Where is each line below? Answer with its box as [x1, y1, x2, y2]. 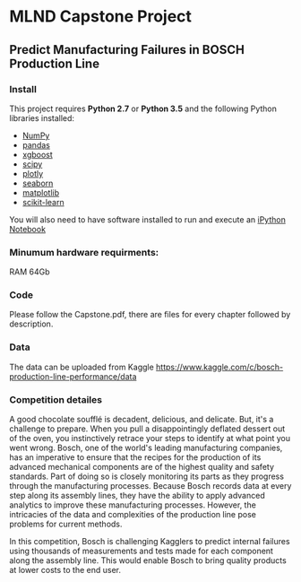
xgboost [21, 149, 54, 160]
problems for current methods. [9, 518, 123, 530]
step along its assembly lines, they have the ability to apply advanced [9, 491, 266, 501]
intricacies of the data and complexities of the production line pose [9, 509, 257, 520]
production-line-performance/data [9, 370, 137, 382]
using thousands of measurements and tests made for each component [9, 545, 273, 557]
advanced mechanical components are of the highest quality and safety [9, 462, 275, 473]
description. [9, 318, 54, 329]
